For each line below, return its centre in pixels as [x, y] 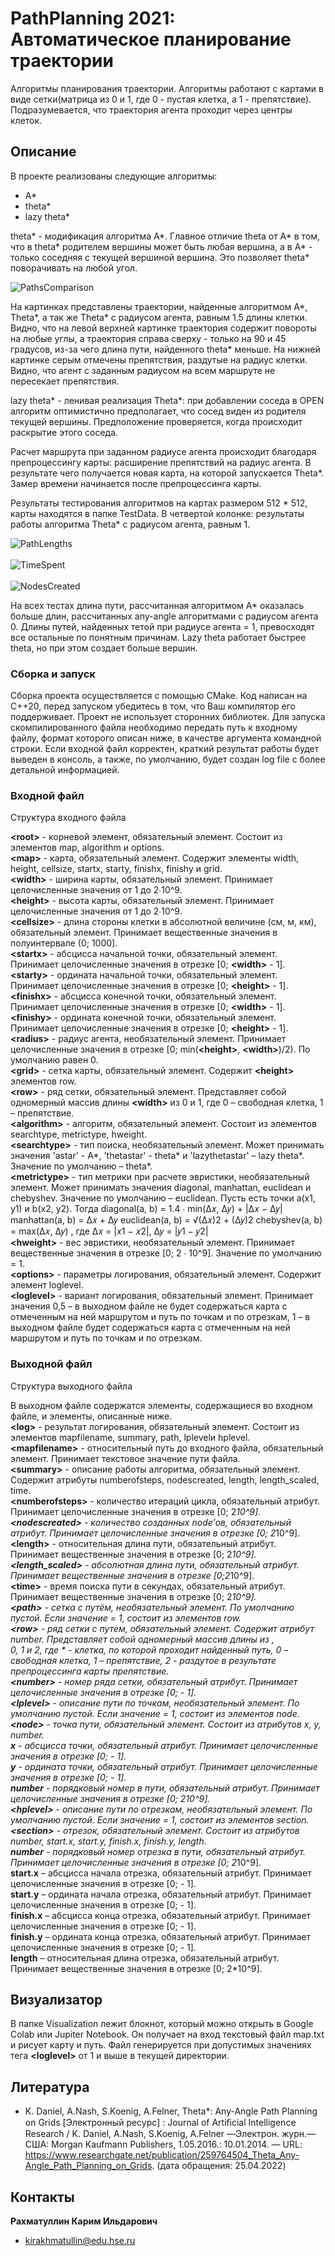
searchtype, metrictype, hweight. [79, 1134]
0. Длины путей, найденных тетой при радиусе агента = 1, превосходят [162, 626]
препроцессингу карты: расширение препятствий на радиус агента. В [161, 462]
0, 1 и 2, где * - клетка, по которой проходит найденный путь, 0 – [149, 1649]
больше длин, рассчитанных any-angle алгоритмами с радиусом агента [164, 616]
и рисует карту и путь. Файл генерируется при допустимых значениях [161, 2045]
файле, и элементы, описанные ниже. [91, 1416]
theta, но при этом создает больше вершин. [104, 648]
